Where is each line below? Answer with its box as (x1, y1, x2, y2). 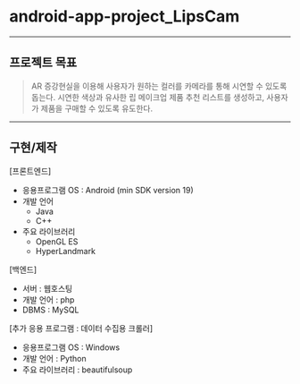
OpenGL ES (35, 235, 79, 247)
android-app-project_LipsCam (9, 6, 240, 27)
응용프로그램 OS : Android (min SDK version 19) (21, 184, 194, 195)
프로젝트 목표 (9, 55, 78, 71)
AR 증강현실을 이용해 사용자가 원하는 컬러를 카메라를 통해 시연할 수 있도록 (30, 81, 287, 91)
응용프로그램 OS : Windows (21, 342, 121, 353)
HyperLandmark (35, 245, 96, 256)
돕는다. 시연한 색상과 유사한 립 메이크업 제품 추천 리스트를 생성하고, (30, 91, 265, 102)
